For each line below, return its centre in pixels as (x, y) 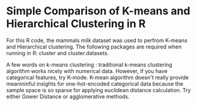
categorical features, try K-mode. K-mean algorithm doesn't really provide (98, 77)
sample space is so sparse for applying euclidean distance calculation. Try (98, 90)
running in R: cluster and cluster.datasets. (58, 53)
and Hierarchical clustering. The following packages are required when (94, 47)
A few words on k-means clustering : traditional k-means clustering (89, 65)
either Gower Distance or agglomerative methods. (68, 96)
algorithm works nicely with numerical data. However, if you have (87, 71)
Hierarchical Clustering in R (76, 24)
